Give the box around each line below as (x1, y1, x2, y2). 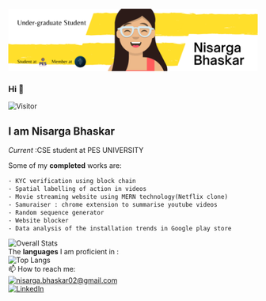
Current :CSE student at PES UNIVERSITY (8, 146, 144, 155)
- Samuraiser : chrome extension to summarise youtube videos (8, 201, 218, 209)
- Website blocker (8, 217, 69, 225)
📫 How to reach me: (8, 265, 76, 274)
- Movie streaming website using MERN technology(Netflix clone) (8, 193, 228, 201)
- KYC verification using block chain (8, 177, 136, 185)
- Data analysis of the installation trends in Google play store (8, 225, 232, 233)
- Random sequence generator (8, 209, 104, 217)
